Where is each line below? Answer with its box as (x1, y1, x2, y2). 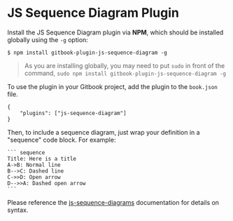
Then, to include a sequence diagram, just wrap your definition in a (7, 128, 201, 136)
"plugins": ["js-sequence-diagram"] (20, 109, 127, 116)
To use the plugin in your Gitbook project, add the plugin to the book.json (7, 82, 218, 91)
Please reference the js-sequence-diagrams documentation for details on (7, 198, 219, 206)
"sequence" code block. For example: (7, 135, 116, 144)
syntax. (7, 206, 29, 214)
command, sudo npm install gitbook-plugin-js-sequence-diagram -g (24, 69, 226, 77)
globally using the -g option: (7, 35, 89, 43)
